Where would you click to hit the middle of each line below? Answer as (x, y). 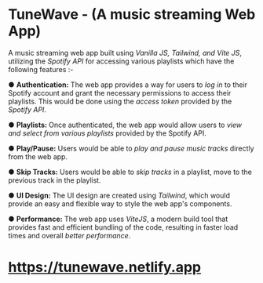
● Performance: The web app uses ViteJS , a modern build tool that (118, 219)
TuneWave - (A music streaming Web (132, 15)
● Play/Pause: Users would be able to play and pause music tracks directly (131, 148)
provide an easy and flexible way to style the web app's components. (120, 203)
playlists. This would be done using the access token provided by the (120, 101)
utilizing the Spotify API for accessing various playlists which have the (121, 61)
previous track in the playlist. (55, 180)
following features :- (41, 69)
